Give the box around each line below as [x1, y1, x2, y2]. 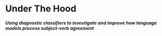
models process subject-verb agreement [5, 25, 94, 31]
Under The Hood [5, 3, 76, 14]
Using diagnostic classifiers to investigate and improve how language [5, 19, 157, 25]
